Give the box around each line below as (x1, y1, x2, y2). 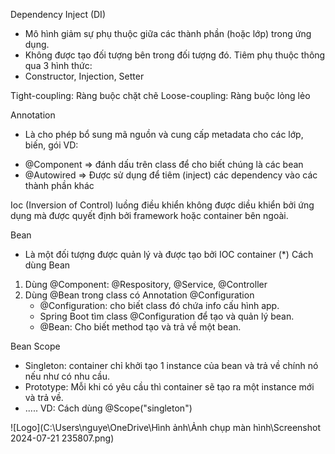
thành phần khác (24, 180, 95, 191)
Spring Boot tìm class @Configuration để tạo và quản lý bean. (39, 310, 295, 322)
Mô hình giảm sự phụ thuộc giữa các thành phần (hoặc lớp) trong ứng (24, 28, 312, 39)
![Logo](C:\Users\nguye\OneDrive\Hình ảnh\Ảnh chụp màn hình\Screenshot (10, 422, 322, 433)
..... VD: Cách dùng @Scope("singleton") (24, 402, 193, 414)
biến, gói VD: (24, 139, 79, 151)
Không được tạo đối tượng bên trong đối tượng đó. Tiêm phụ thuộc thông (24, 49, 326, 61)
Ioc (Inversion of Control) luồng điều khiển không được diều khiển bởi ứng (10, 199, 315, 211)
